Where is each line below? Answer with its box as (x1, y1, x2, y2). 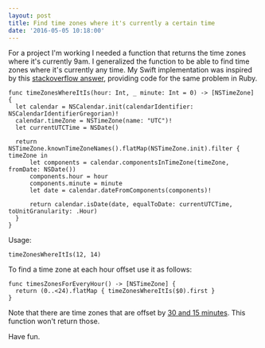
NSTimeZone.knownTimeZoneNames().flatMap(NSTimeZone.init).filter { (8, 145, 240, 153)
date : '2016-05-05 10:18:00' (8, 26, 105, 34)
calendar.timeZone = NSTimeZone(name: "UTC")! (15, 117, 173, 125)
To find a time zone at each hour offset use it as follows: (8, 264, 193, 275)
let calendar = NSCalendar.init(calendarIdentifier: (15, 103, 194, 111)
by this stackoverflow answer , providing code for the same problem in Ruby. (8, 73, 258, 84)
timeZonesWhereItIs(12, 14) (8, 251, 102, 259)
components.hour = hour (29, 173, 109, 181)
